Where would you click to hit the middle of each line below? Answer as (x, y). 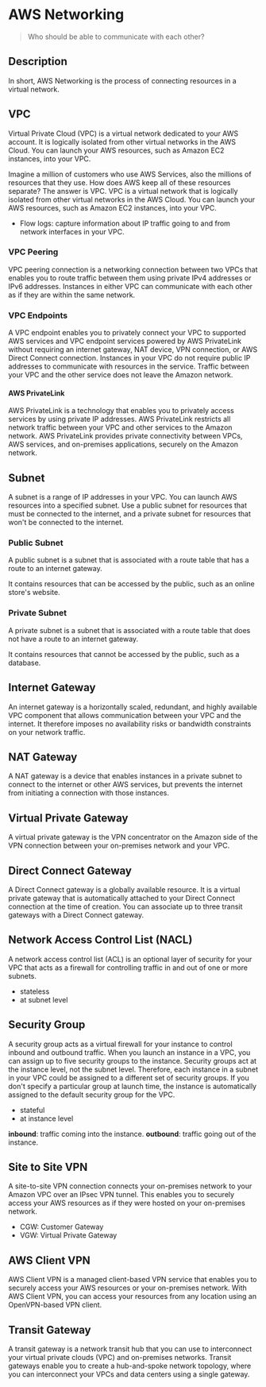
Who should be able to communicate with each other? (116, 37)
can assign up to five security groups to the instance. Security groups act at (132, 1061)
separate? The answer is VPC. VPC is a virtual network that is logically (123, 191)
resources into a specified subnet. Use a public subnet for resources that (128, 505)
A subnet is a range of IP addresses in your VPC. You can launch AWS (123, 497)
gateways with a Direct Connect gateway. (76, 915)
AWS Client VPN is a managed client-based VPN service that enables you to (133, 1280)
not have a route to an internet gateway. (73, 639)
